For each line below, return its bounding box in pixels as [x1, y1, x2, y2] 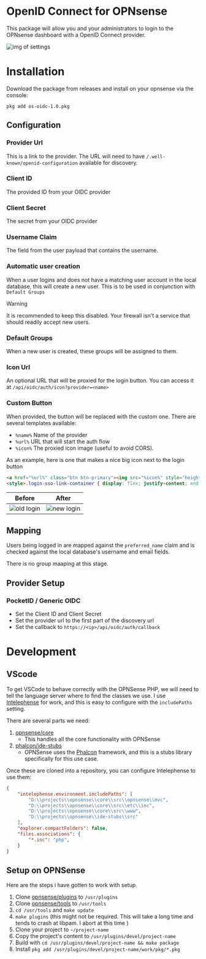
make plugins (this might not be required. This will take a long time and [15, 913, 194, 920]
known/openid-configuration [6, 160, 78, 166]
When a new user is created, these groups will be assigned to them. [6, 348, 178, 355]
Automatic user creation [6, 262, 81, 271]
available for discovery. [79, 159, 138, 166]
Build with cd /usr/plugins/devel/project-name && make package [15, 939, 180, 947]
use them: [6, 773, 32, 781]
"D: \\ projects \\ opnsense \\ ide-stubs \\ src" [28, 814, 139, 820]
